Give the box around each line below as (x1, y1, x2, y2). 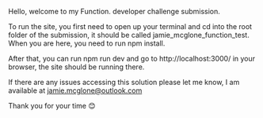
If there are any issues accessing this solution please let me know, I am (8, 78, 240, 87)
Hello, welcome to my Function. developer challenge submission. (8, 7, 220, 16)
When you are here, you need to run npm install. (8, 39, 166, 48)
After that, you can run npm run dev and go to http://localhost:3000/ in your (8, 54, 256, 63)
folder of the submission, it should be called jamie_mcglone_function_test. (8, 31, 250, 39)
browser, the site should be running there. (8, 62, 145, 72)
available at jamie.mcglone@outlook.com (8, 86, 143, 95)
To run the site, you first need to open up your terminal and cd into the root (8, 22, 252, 31)
